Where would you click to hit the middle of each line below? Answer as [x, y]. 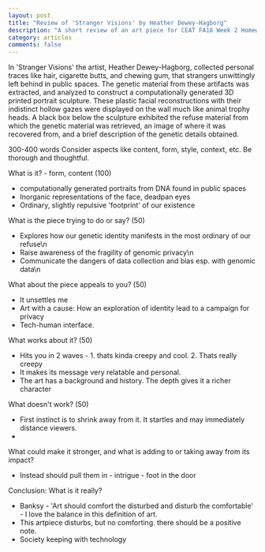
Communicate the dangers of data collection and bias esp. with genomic [138, 261]
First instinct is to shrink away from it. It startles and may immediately [132, 420]
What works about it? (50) [50, 341]
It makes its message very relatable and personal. [100, 372]
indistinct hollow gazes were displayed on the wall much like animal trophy [129, 109]
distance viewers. [48, 428]
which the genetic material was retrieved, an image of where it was [117, 126]
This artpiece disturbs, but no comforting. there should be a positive [131, 523]
